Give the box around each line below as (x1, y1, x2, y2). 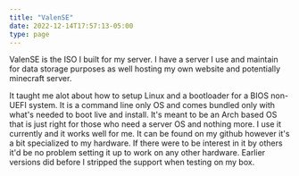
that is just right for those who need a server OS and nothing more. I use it (9, 119, 282, 130)
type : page (9, 29, 50, 38)
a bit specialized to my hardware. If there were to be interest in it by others (9, 138, 283, 148)
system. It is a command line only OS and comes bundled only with (28, 100, 275, 111)
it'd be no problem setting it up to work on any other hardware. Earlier (9, 147, 266, 158)
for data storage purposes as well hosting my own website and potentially (9, 63, 281, 74)
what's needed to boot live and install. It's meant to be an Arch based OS (9, 109, 278, 121)
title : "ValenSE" (9, 13, 74, 22)
